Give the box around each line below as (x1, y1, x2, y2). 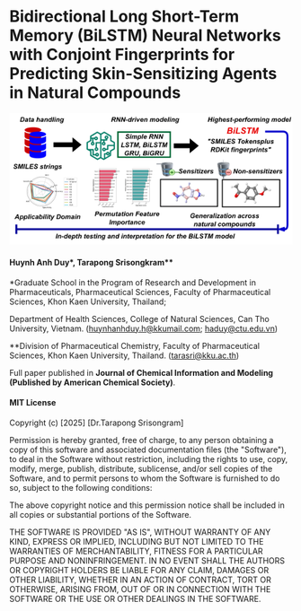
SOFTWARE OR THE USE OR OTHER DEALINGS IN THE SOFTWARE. (9, 593, 261, 604)
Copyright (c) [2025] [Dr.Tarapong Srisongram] (9, 417, 184, 428)
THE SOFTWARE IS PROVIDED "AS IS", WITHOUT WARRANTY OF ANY (9, 527, 271, 537)
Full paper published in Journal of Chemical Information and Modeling (9, 367, 274, 378)
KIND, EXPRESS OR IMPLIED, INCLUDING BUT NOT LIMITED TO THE (9, 536, 264, 546)
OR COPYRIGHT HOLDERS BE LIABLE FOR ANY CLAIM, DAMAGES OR (9, 564, 270, 575)
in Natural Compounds (9, 83, 181, 103)
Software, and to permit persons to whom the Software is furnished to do (9, 473, 280, 484)
